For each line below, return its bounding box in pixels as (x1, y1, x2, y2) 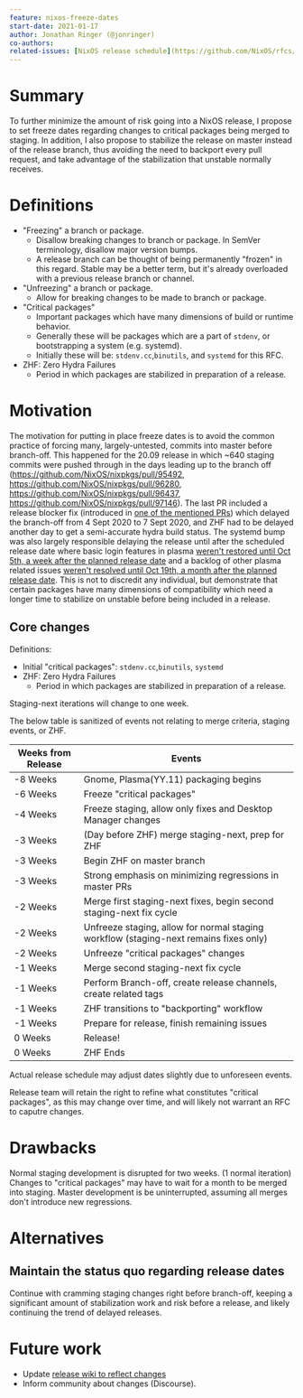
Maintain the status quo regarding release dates (9, 1263, 285, 1279)
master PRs (83, 880, 133, 892)
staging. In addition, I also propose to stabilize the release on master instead (9, 135, 293, 145)
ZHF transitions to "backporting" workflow (83, 1002, 263, 1014)
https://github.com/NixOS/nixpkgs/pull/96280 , (9, 478, 182, 489)
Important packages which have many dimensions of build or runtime (35, 312, 294, 322)
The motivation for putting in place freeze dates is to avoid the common (9, 430, 275, 441)
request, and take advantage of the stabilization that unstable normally (9, 154, 272, 165)
